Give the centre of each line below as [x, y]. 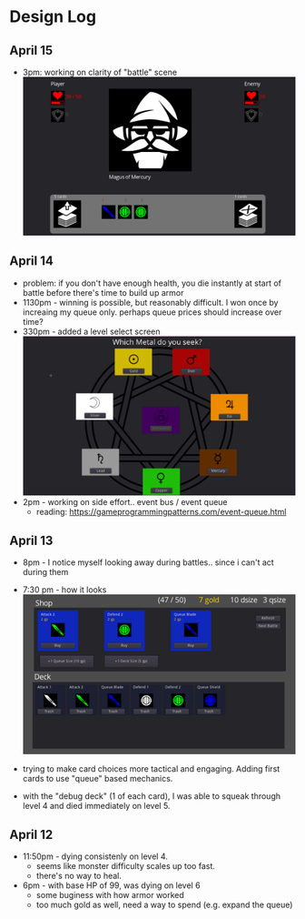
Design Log [53, 17]
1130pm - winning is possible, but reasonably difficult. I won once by [150, 302]
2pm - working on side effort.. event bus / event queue [125, 502]
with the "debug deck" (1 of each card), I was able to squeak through [152, 796]
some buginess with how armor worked [110, 895]
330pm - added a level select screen [91, 331]
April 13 [31, 540]
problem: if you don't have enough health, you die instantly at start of [152, 283]
